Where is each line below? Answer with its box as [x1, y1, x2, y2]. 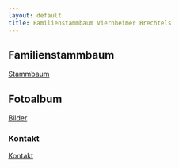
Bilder [8, 113, 28, 123]
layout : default [8, 11, 62, 20]
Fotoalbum [8, 92, 63, 105]
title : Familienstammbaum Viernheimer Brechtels [8, 19, 172, 27]
